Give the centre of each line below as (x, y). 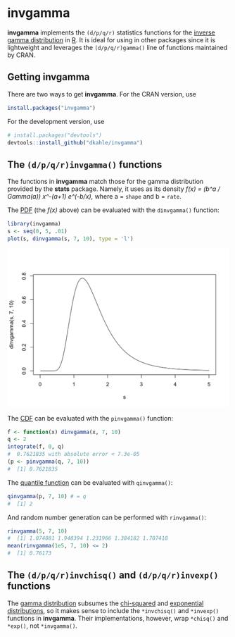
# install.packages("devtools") (55, 135)
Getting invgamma (49, 77)
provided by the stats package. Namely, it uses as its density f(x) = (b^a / (114, 189)
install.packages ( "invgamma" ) (52, 108)
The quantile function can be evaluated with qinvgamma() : (90, 482)
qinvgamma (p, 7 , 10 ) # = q (47, 496)
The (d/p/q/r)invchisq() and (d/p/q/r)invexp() (113, 575)
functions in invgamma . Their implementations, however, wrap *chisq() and (118, 618)
